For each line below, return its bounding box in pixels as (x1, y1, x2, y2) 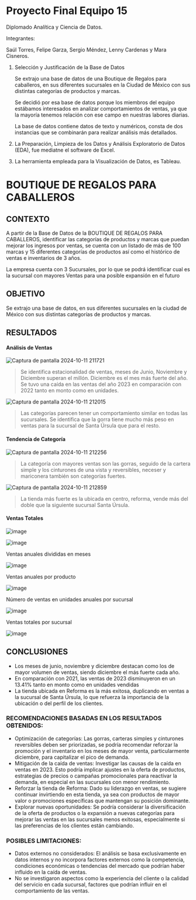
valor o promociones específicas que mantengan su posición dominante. (14, 797, 190, 804)
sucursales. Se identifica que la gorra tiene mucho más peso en (20, 416, 174, 423)
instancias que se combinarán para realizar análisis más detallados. (14, 129, 177, 136)
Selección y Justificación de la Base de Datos (14, 63, 125, 71)
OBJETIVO (6, 289, 46, 299)
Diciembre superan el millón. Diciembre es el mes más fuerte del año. (20, 375, 188, 382)
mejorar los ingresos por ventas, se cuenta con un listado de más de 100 (6, 242, 181, 249)
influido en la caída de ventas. (14, 868, 87, 876)
